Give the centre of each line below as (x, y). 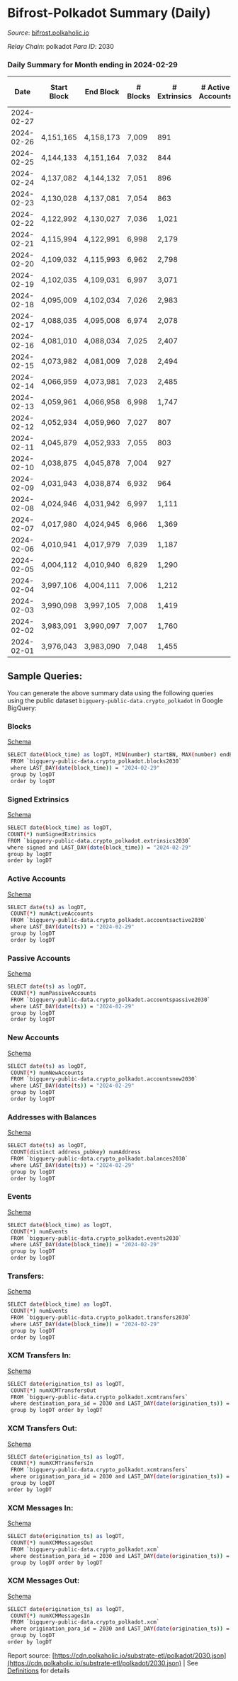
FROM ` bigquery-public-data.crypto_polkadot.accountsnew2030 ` (104, 1079)
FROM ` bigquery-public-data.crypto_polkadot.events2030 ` (96, 1238)
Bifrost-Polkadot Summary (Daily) (109, 13)
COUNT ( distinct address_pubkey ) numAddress (75, 1152)
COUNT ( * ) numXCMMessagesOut (52, 1543)
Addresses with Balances (52, 1117)
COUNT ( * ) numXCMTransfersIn (52, 1464)
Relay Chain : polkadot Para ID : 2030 (61, 46)
